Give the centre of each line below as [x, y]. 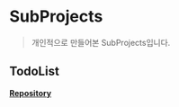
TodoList [35, 71]
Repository [31, 93]
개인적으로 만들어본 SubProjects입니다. [101, 42]
